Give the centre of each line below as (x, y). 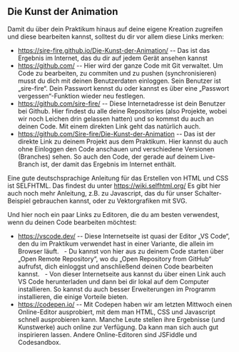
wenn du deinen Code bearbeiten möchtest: (72, 222)
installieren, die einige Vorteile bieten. (73, 296)
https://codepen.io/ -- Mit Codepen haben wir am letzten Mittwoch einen (125, 304)
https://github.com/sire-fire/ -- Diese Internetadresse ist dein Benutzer (122, 104)
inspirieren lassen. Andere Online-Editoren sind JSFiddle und (107, 334)
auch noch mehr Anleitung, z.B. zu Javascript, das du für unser (100, 193)
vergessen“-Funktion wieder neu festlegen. (81, 96)
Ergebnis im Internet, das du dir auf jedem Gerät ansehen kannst (113, 58)
